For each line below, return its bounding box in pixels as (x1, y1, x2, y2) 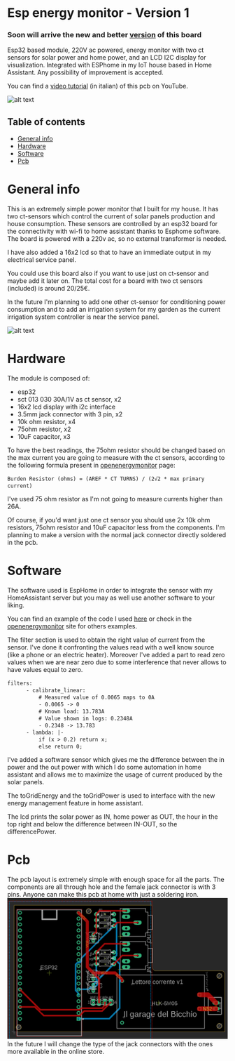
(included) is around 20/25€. (7, 284, 90, 293)
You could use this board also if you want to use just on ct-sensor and (7, 269, 209, 278)
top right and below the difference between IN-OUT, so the (7, 820, 178, 829)
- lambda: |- (25, 729, 64, 737)
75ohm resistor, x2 (17, 425, 71, 433)
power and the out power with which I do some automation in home (7, 763, 201, 772)
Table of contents (7, 116, 85, 128)
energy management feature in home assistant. (7, 799, 143, 808)
